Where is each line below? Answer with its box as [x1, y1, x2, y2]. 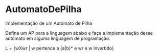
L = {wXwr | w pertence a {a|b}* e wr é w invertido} [5, 45, 114, 51]
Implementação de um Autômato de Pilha [5, 20, 93, 26]
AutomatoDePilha [5, 4, 82, 15]
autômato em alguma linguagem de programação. [5, 35, 111, 41]
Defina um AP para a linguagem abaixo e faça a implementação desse [5, 30, 153, 36]
